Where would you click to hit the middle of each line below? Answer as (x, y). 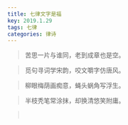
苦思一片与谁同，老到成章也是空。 (75, 55)
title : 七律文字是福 (34, 14)
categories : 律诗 (32, 34)
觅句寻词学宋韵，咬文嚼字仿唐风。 (75, 70)
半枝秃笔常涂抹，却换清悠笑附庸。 (75, 101)
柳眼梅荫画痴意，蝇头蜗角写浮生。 (75, 86)
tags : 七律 (22, 27)
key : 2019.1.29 (30, 21)
